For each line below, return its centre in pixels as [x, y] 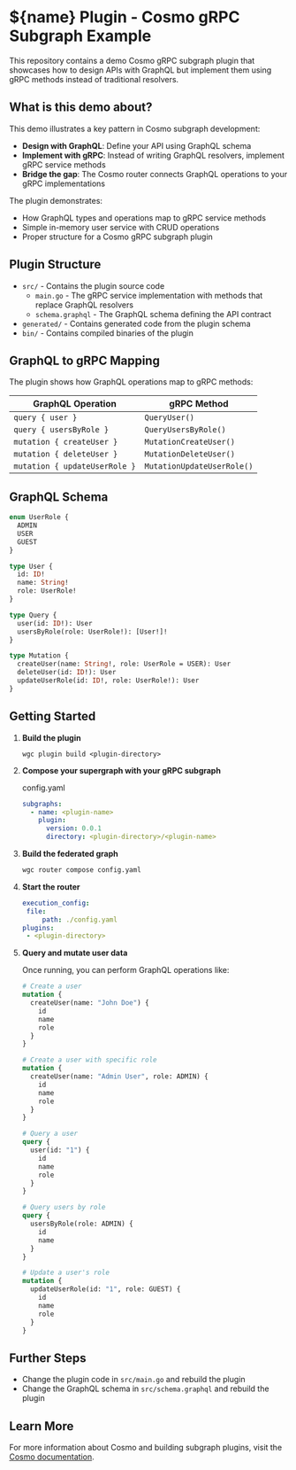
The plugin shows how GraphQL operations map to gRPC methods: [131, 382]
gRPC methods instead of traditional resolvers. [94, 79]
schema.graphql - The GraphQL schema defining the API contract [153, 314]
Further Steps [48, 1358]
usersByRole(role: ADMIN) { [82, 1224]
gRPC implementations [64, 183]
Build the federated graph [70, 854]
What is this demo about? [81, 108]
